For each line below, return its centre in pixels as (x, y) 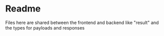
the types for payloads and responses (45, 27)
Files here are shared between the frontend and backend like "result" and (82, 22)
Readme (23, 9)
